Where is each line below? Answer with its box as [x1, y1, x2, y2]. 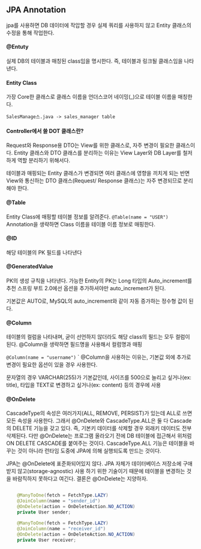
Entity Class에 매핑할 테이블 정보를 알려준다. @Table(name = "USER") [6, 213, 169, 220]
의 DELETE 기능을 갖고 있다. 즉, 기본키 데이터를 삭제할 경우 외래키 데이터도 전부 [6, 424, 192, 432]
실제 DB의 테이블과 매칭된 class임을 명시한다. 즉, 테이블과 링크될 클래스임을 [6, 57, 183, 65]
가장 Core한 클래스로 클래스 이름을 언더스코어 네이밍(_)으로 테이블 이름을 [6, 93, 177, 101]
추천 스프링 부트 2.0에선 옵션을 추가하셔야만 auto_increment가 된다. [6, 285, 166, 292]
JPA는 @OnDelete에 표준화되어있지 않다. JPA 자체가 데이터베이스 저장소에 [6, 460, 182, 467]
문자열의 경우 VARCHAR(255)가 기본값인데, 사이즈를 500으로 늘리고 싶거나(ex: [6, 374, 192, 381]
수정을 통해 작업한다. [6, 29, 55, 36]
